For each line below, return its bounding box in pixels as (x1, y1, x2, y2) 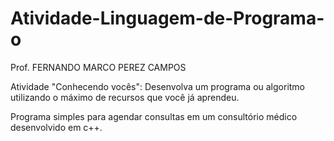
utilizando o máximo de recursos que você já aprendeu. (10, 91, 240, 103)
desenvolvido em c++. (10, 121, 103, 133)
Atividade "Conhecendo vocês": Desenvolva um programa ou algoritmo (10, 80, 306, 92)
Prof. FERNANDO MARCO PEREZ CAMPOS (10, 61, 187, 73)
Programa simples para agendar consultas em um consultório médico (10, 110, 298, 122)
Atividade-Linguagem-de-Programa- (10, 7, 325, 30)
